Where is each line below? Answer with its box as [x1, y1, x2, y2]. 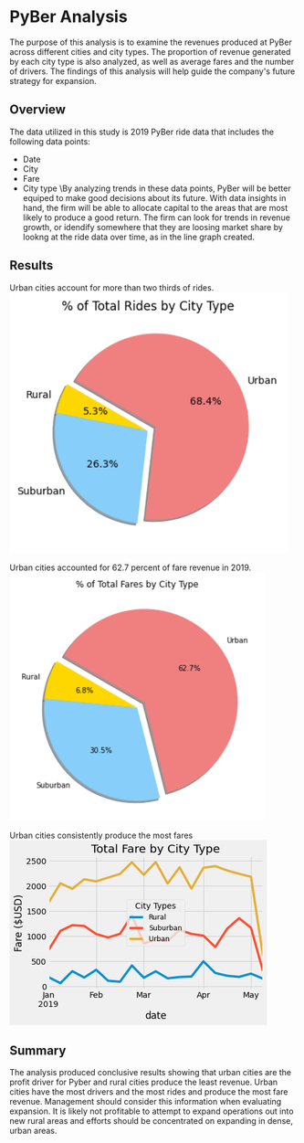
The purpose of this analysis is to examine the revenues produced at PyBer [9, 37, 292, 48]
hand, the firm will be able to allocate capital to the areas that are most [22, 202, 288, 213]
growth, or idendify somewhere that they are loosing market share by [22, 221, 283, 232]
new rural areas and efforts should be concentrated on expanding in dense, [9, 1116, 294, 1127]
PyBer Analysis [9, 6, 128, 27]
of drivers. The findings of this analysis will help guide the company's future [9, 66, 296, 77]
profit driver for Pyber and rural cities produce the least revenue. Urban [9, 1076, 278, 1088]
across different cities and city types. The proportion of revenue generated [9, 46, 291, 57]
